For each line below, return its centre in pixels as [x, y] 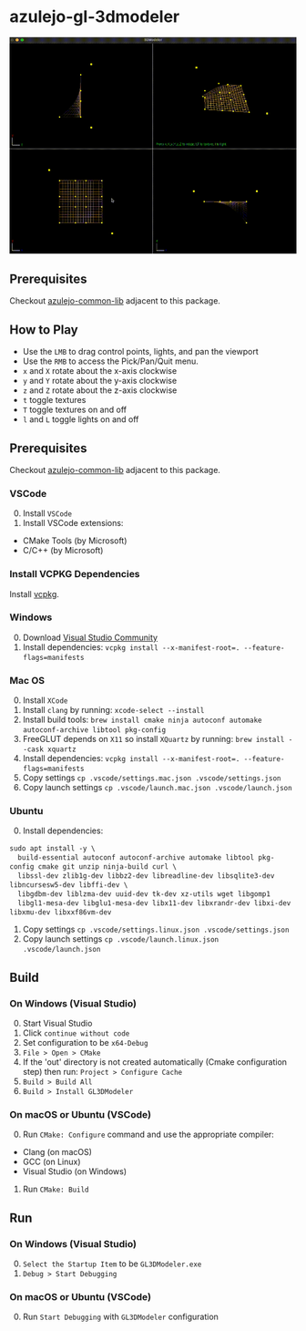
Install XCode [45, 700]
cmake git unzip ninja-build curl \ [107, 867]
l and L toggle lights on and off [81, 419]
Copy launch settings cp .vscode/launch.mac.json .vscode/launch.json [158, 788]
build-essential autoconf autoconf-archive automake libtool [136, 858]
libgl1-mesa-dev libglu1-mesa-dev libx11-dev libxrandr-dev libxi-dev [154, 903]
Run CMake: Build [56, 1189]
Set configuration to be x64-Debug [85, 1043]
